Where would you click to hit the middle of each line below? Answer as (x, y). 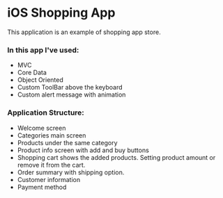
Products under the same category (67, 142)
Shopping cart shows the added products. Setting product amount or (116, 157)
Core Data (32, 73)
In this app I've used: (43, 50)
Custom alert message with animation (71, 94)
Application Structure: (46, 113)
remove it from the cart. (51, 165)
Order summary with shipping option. (71, 172)
